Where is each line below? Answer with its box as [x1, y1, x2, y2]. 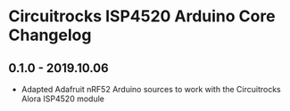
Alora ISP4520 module [21, 93, 104, 104]
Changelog [8, 25, 92, 45]
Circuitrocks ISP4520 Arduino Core [8, 6, 276, 27]
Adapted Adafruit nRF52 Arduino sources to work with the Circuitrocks [21, 84, 282, 94]
